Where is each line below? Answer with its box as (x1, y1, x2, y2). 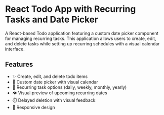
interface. (5, 46, 25, 52)
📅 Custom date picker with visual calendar (12, 79, 98, 85)
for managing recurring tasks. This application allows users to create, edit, (5, 36, 157, 41)
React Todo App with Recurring (5, 3, 136, 15)
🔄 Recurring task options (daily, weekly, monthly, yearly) (12, 84, 127, 90)
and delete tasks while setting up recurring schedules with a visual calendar (5, 40, 160, 46)
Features (5, 60, 33, 69)
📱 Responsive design (12, 104, 55, 110)
